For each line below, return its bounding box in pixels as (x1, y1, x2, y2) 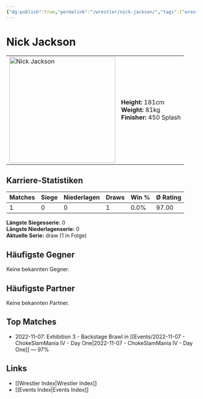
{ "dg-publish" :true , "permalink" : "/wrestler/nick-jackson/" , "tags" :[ (6, 8, 182, 15)
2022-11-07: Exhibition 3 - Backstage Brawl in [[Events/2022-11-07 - (14, 333, 185, 340)
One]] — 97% (14, 346, 50, 353)
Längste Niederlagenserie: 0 (6, 226, 80, 233)
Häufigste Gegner (6, 249, 75, 260)
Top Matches (6, 317, 57, 327)
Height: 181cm (121, 98, 165, 106)
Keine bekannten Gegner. (6, 266, 69, 273)
